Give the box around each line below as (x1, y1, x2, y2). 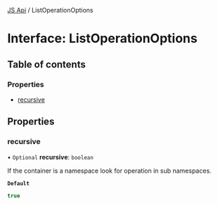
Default (7, 180, 30, 187)
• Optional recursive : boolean (7, 152, 94, 161)
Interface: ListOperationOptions (7, 31, 198, 46)
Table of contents (7, 58, 86, 70)
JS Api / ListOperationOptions (7, 6, 94, 14)
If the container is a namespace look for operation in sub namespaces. (7, 166, 212, 175)
